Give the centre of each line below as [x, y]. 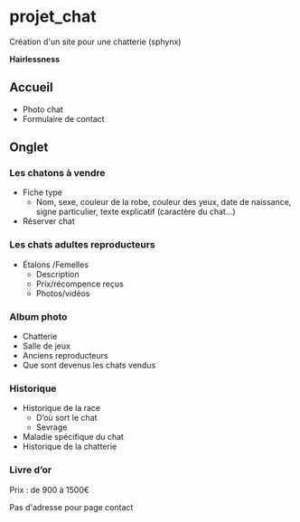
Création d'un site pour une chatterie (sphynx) [95, 42]
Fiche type [42, 192]
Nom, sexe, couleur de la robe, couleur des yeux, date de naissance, [164, 202]
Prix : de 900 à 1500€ [50, 489]
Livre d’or [31, 470]
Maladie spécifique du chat [73, 437]
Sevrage [52, 427]
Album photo [38, 316]
